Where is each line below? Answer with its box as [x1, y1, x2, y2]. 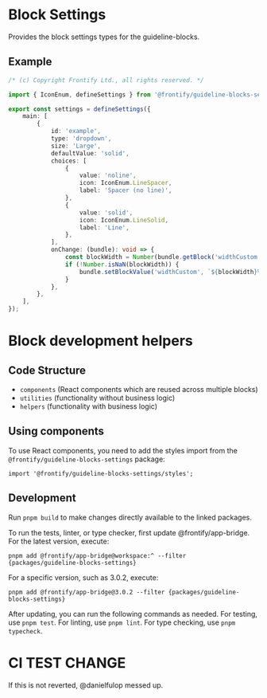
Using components [8, 425, 105, 438]
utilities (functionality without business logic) [19, 393, 176, 402]
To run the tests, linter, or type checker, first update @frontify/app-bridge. [8, 527, 250, 537]
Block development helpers [8, 332, 193, 350]
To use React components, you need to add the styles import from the [8, 445, 238, 455]
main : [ [22, 112, 48, 120]
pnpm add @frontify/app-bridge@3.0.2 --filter [8, 588, 165, 596]
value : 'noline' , [79, 171, 137, 180]
